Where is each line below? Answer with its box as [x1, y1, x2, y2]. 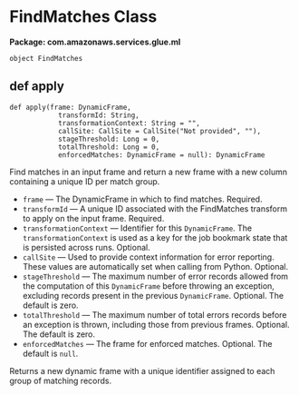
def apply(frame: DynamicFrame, [9, 103, 131, 112]
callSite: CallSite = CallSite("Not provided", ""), [57, 126, 261, 135]
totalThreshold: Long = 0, [57, 143, 160, 152]
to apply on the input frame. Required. [22, 212, 165, 223]
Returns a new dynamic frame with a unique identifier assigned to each [9, 365, 275, 376]
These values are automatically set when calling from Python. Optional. [22, 261, 288, 272]
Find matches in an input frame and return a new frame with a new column [9, 166, 288, 177]
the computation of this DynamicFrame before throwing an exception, [22, 280, 275, 291]
